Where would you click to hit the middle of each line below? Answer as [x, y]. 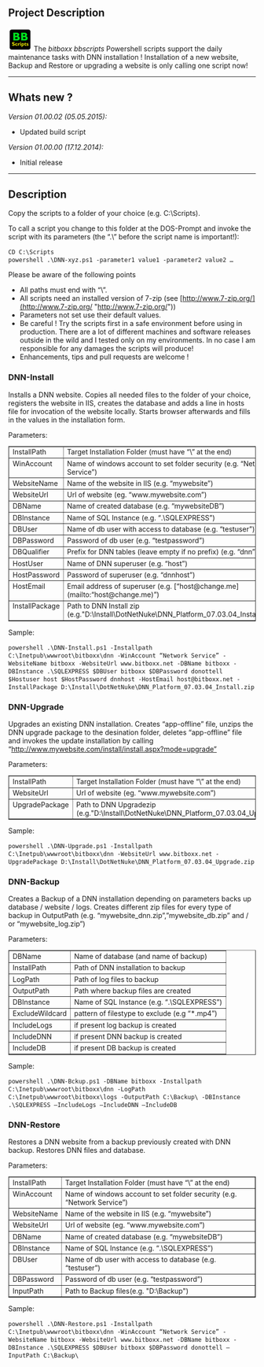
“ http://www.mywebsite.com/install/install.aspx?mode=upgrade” [113, 749]
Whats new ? [40, 98]
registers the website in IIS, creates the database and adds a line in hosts [126, 403]
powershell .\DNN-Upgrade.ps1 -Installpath [81, 847]
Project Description [57, 13]
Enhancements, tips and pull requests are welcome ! [104, 357]
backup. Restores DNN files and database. [77, 1150]
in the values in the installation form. [67, 420]
